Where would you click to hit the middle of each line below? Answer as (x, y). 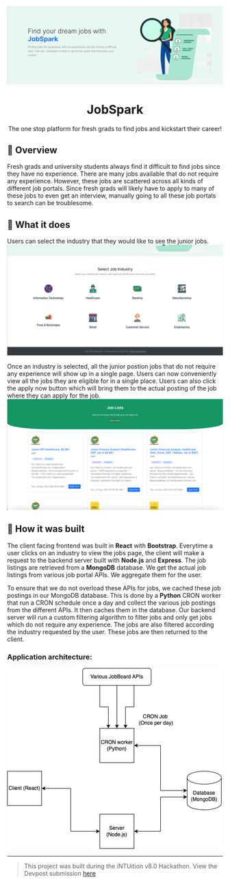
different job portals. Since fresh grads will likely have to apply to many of (111, 189)
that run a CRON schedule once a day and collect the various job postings (111, 603)
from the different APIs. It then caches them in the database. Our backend (111, 609)
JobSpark (115, 109)
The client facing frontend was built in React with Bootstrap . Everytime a (110, 546)
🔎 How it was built (46, 529)
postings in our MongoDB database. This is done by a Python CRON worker (114, 595)
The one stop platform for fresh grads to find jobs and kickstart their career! (115, 128)
